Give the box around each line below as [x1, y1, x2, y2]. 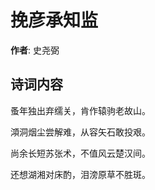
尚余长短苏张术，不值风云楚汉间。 [10, 147, 151, 159]
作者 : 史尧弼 [10, 44, 60, 56]
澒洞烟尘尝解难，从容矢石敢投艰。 [10, 126, 151, 138]
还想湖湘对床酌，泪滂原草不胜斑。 [10, 168, 151, 180]
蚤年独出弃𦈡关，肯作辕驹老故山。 [10, 104, 151, 116]
